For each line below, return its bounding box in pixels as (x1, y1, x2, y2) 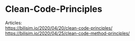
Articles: (5, 20, 22, 26)
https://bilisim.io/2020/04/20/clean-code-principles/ (5, 25, 113, 31)
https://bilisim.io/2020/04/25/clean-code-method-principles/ (5, 30, 130, 36)
